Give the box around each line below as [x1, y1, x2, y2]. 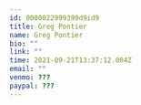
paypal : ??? [9, 81, 55, 90]
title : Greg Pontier [9, 22, 88, 31]
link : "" [9, 47, 43, 57]
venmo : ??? [9, 73, 51, 82]
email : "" [9, 65, 47, 74]
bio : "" [9, 38, 39, 48]
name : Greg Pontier [9, 30, 84, 39]
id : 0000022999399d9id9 [9, 13, 100, 23]
